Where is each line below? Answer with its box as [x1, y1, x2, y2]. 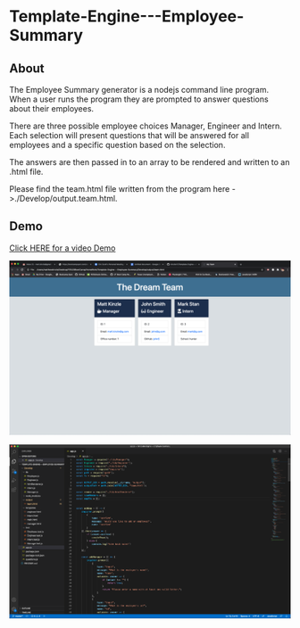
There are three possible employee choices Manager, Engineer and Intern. [9, 120, 283, 131]
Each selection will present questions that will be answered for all [9, 130, 250, 140]
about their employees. [9, 103, 95, 113]
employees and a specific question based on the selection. [9, 140, 226, 150]
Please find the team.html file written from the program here [9, 184, 230, 194]
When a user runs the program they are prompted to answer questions [9, 94, 270, 104]
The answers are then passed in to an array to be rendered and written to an [9, 157, 290, 167]
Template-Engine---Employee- [9, 6, 245, 27]
